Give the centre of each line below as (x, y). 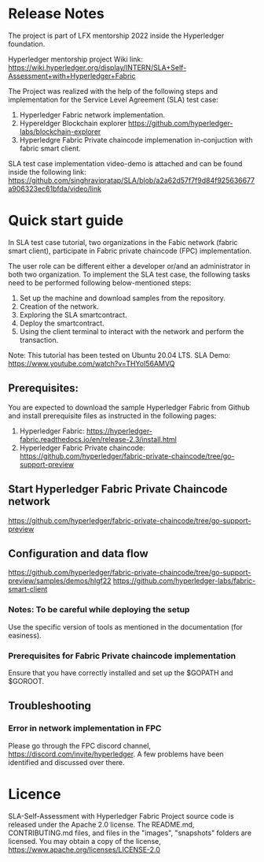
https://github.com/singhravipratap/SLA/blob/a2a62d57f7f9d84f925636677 (132, 180)
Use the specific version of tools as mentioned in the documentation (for (126, 626)
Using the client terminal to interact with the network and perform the (132, 331)
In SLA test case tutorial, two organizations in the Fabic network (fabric (123, 242)
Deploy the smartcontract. (62, 323)
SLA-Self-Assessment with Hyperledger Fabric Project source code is (121, 816)
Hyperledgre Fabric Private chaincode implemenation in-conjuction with (136, 139)
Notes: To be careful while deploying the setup (99, 610)
